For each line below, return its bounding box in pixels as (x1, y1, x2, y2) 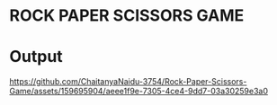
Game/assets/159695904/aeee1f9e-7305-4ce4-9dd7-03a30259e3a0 (9, 86, 268, 97)
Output (9, 47, 63, 67)
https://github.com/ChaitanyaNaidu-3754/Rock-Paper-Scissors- (9, 76, 247, 87)
